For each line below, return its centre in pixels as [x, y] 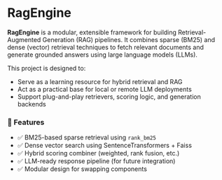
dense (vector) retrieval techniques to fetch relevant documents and [106, 47]
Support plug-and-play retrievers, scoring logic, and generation [109, 97]
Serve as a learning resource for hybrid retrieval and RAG [100, 81]
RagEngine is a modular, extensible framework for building [92, 32]
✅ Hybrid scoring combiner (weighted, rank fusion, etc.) [98, 153]
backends [32, 104]
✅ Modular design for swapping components [82, 169]
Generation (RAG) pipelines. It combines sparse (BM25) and [129, 39]
